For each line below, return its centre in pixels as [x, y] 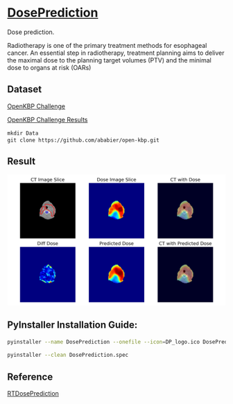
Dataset [25, 89]
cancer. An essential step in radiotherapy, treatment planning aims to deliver [116, 53]
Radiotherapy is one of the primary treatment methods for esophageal [107, 45]
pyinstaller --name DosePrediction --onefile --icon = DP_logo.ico [103, 342]
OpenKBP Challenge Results [48, 119]
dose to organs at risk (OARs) [49, 67]
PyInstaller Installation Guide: [72, 325]
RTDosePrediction [33, 394]
